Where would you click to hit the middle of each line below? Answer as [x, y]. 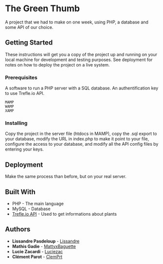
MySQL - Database [31, 209]
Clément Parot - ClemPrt [37, 257]
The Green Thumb [43, 9]
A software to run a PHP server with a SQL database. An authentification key [82, 88]
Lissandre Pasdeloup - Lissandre [46, 241]
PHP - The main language [38, 203]
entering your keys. [24, 149]
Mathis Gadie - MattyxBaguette [44, 246]
